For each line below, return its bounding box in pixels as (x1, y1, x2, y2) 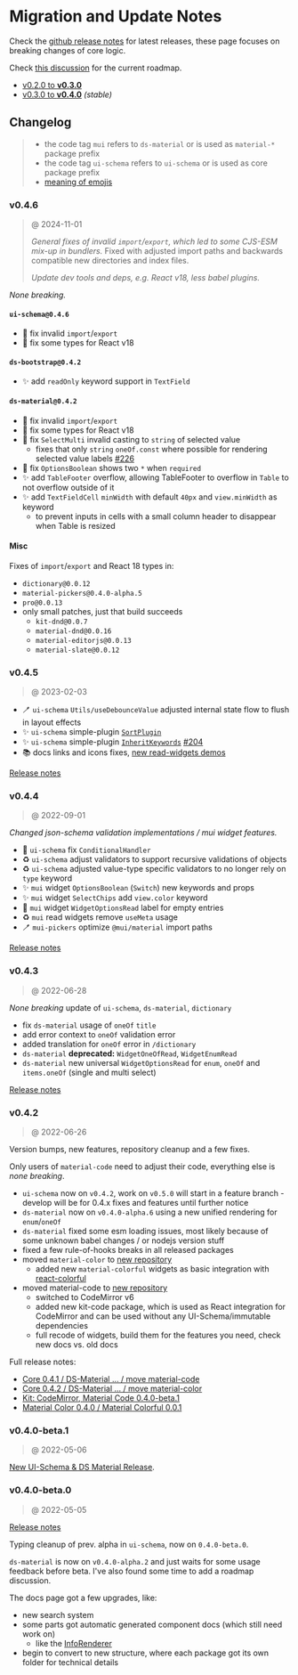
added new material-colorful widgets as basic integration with (35, 1264, 270, 1274)
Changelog (9, 115, 72, 130)
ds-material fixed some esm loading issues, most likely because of (21, 1226, 269, 1237)
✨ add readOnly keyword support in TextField (21, 376, 190, 386)
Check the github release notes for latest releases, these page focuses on (9, 36, 280, 46)
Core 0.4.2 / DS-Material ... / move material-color (21, 1383, 203, 1394)
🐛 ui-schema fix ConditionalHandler (21, 844, 151, 856)
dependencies (35, 1321, 89, 1331)
